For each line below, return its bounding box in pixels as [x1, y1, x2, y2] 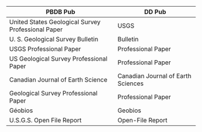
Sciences [117, 79, 144, 88]
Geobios [117, 106, 141, 115]
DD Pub [144, 8, 167, 16]
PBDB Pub [46, 8, 75, 16]
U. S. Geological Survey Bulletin [9, 35, 99, 43]
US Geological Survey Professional [9, 55, 108, 62]
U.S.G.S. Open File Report [9, 116, 82, 124]
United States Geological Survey [9, 18, 101, 26]
